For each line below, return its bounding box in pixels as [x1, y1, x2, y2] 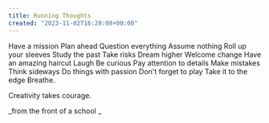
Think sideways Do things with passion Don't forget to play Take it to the [8, 66, 248, 76]
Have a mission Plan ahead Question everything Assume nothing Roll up [8, 41, 247, 50]
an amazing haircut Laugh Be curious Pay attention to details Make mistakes [8, 58, 261, 68]
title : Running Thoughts [8, 11, 92, 20]
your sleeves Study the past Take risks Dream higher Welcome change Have [8, 50, 262, 59]
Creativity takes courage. [8, 90, 92, 100]
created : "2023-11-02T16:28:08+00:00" [8, 19, 138, 27]
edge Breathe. [8, 75, 55, 85]
